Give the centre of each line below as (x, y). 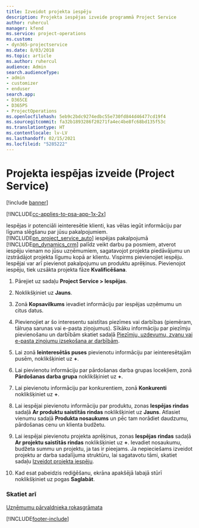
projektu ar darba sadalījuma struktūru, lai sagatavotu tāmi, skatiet (96, 455)
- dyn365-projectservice (37, 45)
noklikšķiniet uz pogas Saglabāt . (55, 479)
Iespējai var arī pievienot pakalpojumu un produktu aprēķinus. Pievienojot (96, 263)
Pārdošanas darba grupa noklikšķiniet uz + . (69, 376)
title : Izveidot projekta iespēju (49, 12)
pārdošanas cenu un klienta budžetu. (60, 424)
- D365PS (17, 105)
